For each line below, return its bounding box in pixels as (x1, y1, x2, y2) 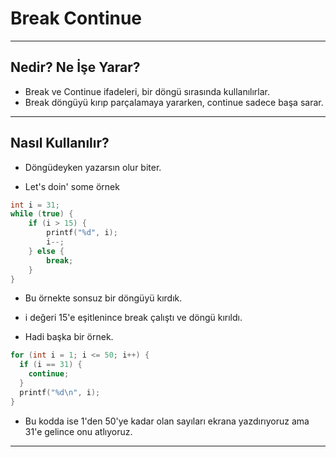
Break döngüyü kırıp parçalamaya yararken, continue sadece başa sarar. (24, 96, 324, 108)
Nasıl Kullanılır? (10, 135, 110, 152)
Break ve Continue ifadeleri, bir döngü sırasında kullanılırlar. (24, 85, 271, 97)
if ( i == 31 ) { (19, 360, 83, 370)
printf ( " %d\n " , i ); (19, 387, 101, 397)
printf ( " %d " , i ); (46, 228, 118, 238)
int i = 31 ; (10, 200, 60, 210)
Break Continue (10, 7, 143, 30)
